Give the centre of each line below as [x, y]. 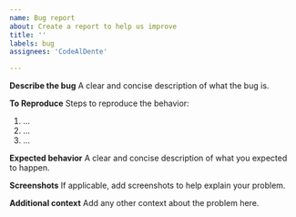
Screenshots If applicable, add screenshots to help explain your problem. [148, 186]
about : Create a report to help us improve [93, 26]
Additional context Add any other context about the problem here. [134, 203]
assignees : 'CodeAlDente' [58, 52]
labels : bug [32, 43]
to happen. [30, 168]
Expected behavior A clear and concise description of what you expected [148, 158]
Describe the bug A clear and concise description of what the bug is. [139, 86]
